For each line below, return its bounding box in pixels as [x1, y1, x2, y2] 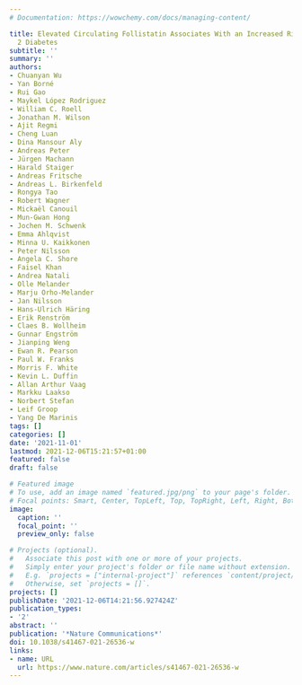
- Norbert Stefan [9, 397, 75, 406]
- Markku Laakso [9, 388, 70, 398]
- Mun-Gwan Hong [9, 213, 70, 222]
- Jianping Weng [9, 338, 70, 347]
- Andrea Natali [9, 271, 70, 281]
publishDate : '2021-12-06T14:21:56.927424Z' [9, 596, 179, 605]
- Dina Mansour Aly [9, 138, 83, 147]
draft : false [9, 463, 58, 472]
